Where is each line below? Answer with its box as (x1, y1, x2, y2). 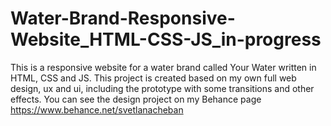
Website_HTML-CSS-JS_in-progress (10, 28, 322, 51)
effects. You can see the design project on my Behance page (10, 93, 262, 105)
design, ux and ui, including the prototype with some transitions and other (10, 82, 315, 94)
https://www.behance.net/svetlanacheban (10, 103, 184, 116)
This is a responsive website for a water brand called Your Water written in (10, 61, 317, 73)
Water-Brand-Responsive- (10, 7, 236, 30)
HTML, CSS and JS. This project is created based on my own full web (10, 72, 297, 84)
